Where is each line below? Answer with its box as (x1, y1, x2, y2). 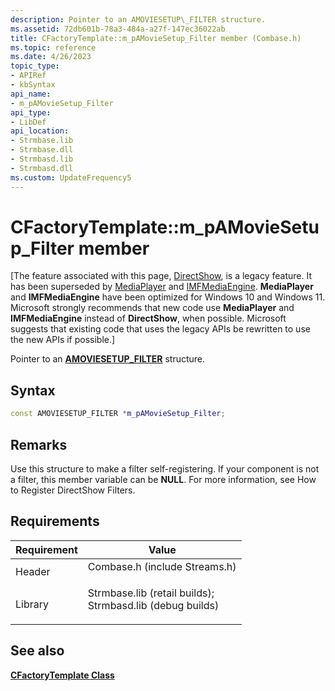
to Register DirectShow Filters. (10, 484, 136, 496)
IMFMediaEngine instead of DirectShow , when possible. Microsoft (10, 312, 287, 325)
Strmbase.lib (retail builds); (87, 586, 215, 600)
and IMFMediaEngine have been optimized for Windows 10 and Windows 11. (10, 291, 326, 303)
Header (15, 564, 51, 578)
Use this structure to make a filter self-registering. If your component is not (10, 462, 320, 475)
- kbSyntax (10, 80, 56, 90)
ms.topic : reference (10, 42, 97, 53)
